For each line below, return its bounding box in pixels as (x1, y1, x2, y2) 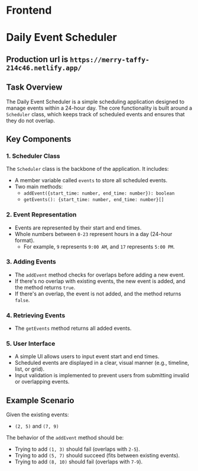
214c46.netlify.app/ (6, 63, 82, 72)
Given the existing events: (6, 411, 69, 418)
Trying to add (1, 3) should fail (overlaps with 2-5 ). (14, 445, 140, 453)
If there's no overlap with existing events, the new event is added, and (14, 277, 186, 285)
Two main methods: (14, 183, 63, 190)
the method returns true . (14, 284, 76, 291)
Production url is (6, 54, 69, 64)
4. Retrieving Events (6, 311, 66, 319)
